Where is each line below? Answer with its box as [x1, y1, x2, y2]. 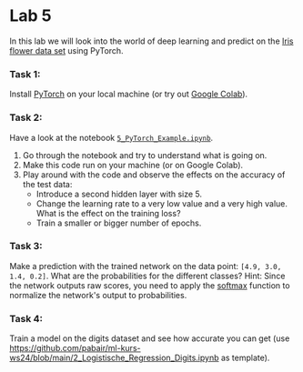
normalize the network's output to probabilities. [9, 289, 187, 300]
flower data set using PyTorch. [9, 45, 125, 55]
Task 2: [9, 111, 43, 124]
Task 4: [9, 312, 44, 325]
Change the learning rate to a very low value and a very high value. [35, 197, 288, 209]
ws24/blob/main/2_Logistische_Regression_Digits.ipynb [9, 352, 219, 364]
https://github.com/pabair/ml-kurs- [9, 343, 141, 354]
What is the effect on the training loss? [35, 207, 181, 218]
